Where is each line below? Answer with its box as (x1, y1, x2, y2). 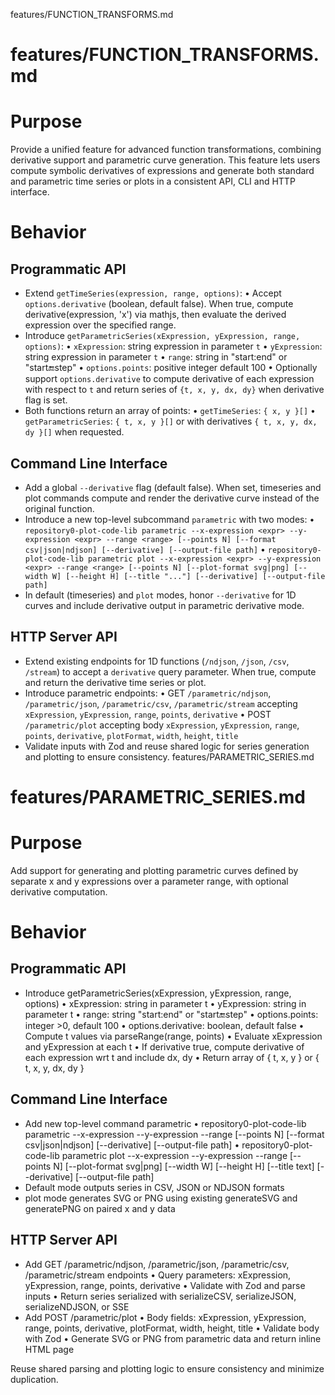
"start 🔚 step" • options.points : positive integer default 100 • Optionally (24, 362, 318, 374)
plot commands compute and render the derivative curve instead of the (24, 492, 320, 504)
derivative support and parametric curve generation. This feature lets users (10, 154, 321, 166)
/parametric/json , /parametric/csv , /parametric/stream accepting (24, 697, 298, 709)
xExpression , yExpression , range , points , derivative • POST (24, 708, 272, 720)
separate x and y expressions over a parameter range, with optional (10, 875, 289, 887)
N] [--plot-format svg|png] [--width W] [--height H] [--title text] (53, 1160, 315, 1172)
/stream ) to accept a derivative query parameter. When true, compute (24, 665, 317, 678)
